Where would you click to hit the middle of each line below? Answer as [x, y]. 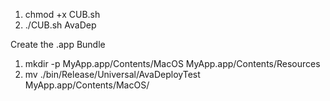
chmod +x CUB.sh [62, 14]
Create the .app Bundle [58, 44]
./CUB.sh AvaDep [60, 25]
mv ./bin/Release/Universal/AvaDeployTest [112, 74]
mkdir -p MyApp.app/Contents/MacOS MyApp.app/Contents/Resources [172, 63]
